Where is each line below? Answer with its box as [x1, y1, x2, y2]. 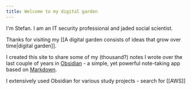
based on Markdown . [6, 65, 57, 73]
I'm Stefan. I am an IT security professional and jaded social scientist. [6, 25, 173, 32]
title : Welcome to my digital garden [6, 8, 98, 15]
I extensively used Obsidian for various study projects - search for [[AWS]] [6, 77, 186, 84]
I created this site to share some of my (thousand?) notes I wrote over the [6, 53, 183, 60]
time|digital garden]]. [6, 42, 57, 49]
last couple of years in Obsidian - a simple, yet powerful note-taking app [6, 60, 180, 67]
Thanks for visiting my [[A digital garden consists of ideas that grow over [6, 36, 181, 43]
